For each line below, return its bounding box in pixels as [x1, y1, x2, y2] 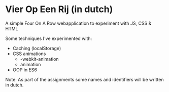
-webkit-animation [20, 56, 59, 62]
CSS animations [12, 51, 46, 57]
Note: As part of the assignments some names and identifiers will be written [5, 76, 164, 82]
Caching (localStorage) [12, 45, 61, 51]
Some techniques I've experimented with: [5, 35, 92, 41]
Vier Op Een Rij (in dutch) [5, 4, 113, 15]
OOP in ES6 [12, 67, 37, 73]
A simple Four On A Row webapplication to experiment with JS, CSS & [5, 20, 152, 26]
